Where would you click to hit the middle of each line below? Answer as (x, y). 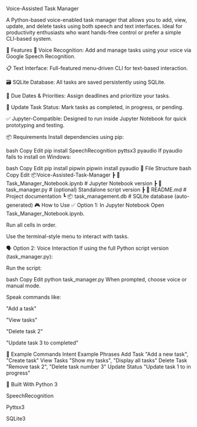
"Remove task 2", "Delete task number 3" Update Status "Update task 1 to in (98, 367)
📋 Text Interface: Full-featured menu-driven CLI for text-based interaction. (97, 68)
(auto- (182, 196)
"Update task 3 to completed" (42, 343)
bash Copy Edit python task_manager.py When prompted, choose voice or (96, 279)
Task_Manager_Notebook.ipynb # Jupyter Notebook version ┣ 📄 (84, 183)
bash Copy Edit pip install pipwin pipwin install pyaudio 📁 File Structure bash (99, 168)
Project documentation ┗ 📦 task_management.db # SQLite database (90, 196)
